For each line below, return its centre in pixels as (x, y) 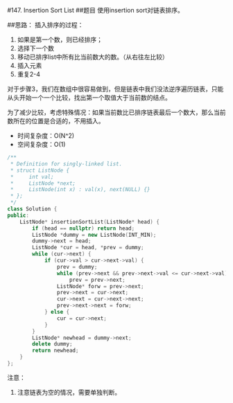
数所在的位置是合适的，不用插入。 (56, 121)
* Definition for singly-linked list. (66, 164)
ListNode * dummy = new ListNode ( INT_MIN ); (94, 235)
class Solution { (32, 209)
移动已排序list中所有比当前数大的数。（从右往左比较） (93, 57)
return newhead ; (55, 351)
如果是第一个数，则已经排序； (60, 39)
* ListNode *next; (43, 183)
